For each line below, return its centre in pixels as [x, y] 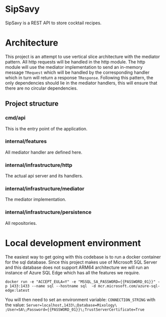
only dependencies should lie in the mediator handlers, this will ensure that [81, 83]
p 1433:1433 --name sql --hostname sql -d [51, 286]
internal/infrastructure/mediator [45, 189]
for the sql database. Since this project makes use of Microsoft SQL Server [81, 262]
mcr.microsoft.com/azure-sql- [129, 286]
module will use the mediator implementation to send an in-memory [74, 67]
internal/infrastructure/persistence [48, 212]
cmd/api [15, 118]
